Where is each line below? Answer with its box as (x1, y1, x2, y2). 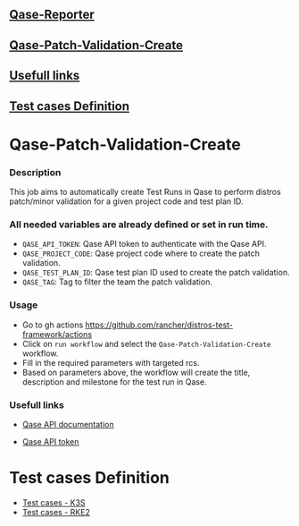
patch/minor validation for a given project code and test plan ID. (9, 196, 244, 207)
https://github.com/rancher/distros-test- (84, 319, 234, 330)
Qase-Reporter (9, 7, 96, 22)
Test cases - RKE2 (21, 506, 91, 517)
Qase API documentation (21, 419, 114, 429)
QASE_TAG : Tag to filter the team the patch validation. (21, 276, 212, 287)
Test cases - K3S (21, 496, 87, 508)
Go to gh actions (21, 319, 84, 330)
